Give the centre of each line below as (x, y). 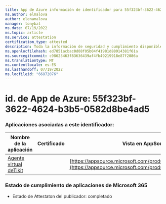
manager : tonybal (23, 24)
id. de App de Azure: (48, 99)
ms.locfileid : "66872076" (32, 74)
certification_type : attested (36, 42)
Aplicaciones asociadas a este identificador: (60, 124)
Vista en (132, 144)
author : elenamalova (26, 19)
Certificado (51, 144)
